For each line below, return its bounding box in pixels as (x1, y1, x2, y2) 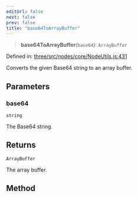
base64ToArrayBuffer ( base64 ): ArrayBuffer (20, 41, 128, 49)
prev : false (6, 20, 35, 25)
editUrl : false (6, 8, 44, 15)
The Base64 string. (6, 122, 53, 130)
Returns (6, 140, 37, 150)
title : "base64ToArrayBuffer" (6, 25, 81, 31)
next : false (6, 14, 35, 20)
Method (6, 183, 36, 193)
